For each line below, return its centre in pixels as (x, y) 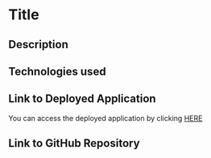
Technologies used (57, 71)
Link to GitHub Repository (74, 143)
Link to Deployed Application (82, 99)
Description (38, 45)
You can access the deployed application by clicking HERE (105, 118)
